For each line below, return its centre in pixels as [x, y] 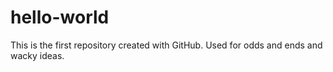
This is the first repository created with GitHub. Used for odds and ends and [166, 45]
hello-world [60, 17]
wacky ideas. [37, 55]
